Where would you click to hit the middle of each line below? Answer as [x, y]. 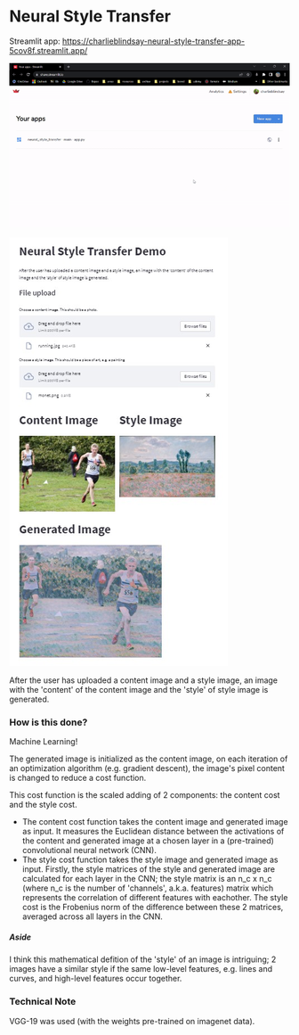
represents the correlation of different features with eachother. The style [155, 898]
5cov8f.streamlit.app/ [48, 50]
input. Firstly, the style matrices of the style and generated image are [149, 869]
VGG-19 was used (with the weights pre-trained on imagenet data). [132, 1021]
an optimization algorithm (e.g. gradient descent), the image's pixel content [147, 768]
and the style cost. [43, 805]
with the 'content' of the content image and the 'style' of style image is [139, 690]
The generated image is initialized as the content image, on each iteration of [149, 759]
